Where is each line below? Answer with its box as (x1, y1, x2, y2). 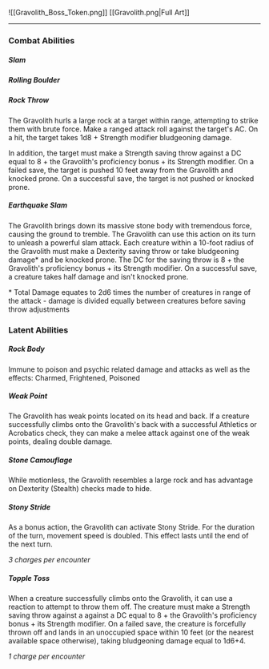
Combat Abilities (8, 34, 75, 46)
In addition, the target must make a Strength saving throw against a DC (8, 148, 242, 158)
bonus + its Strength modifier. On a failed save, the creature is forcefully (8, 619, 247, 629)
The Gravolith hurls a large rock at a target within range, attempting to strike (8, 115, 259, 125)
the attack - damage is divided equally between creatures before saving (8, 296, 246, 305)
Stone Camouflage (8, 455, 73, 465)
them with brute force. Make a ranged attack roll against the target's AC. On (8, 124, 259, 134)
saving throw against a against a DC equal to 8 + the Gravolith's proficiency (8, 611, 258, 620)
